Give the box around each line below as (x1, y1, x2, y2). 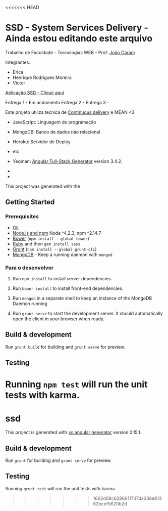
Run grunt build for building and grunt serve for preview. (5, 344, 125, 350)
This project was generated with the (5, 183, 80, 189)
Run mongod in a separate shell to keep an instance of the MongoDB (12, 295, 152, 301)
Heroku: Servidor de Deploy (12, 139, 71, 145)
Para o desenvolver (5, 264, 54, 271)
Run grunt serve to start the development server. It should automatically (12, 310, 163, 316)
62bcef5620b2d (93, 500, 127, 506)
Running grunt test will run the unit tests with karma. (5, 485, 116, 491)
